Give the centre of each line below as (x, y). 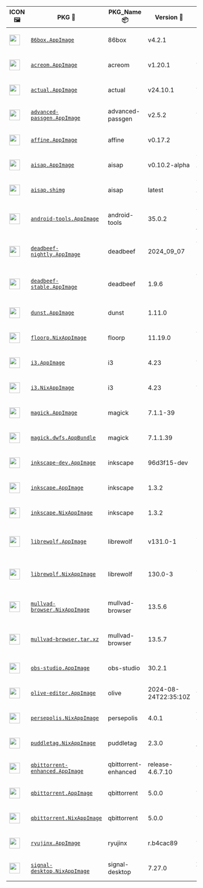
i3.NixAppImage (52, 388)
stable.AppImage (54, 287)
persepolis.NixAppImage (65, 718)
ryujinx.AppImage (55, 843)
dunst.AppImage (52, 312)
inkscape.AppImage (57, 488)
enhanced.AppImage (57, 771)
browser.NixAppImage (60, 609)
